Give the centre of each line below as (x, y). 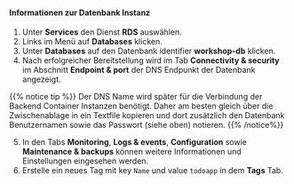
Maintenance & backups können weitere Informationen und (131, 152)
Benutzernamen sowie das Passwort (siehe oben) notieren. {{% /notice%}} (147, 125)
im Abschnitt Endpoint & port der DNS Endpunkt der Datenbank (139, 70)
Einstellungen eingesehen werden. (85, 161)
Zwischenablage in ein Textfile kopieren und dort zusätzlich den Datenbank (147, 116)
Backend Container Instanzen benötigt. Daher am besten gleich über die (141, 106)
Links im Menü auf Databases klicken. (92, 42)
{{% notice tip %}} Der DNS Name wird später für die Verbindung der (136, 97)
